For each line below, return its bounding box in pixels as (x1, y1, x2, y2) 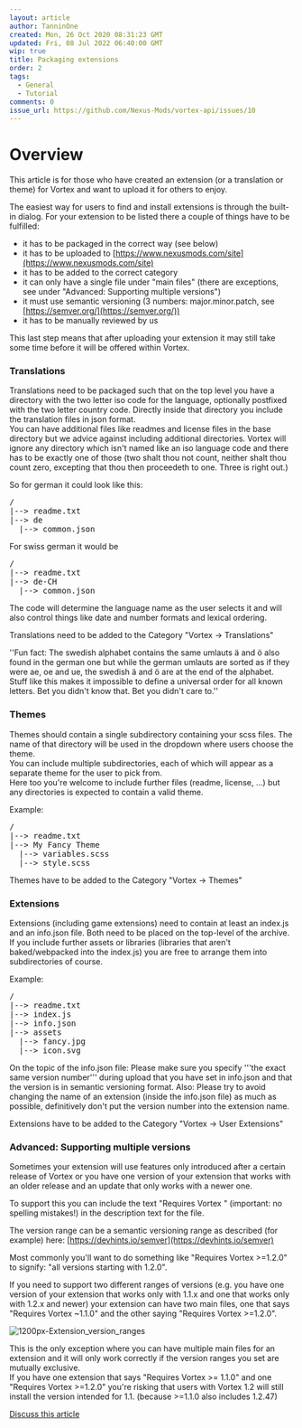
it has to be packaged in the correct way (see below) (22, 239, 219, 249)
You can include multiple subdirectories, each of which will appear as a (9, 757, 274, 768)
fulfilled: (9, 221, 40, 231)
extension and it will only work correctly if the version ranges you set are (9, 1353, 279, 1364)
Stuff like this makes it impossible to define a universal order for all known (9, 676, 284, 687)
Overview (9, 145, 84, 165)
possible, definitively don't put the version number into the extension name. (9, 1101, 290, 1112)
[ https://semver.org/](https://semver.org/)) (22, 305, 180, 316)
